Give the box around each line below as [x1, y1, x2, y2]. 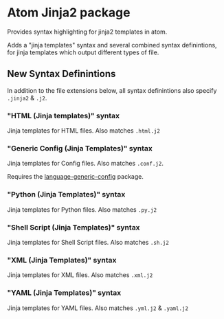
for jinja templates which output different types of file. [7, 48, 159, 56]
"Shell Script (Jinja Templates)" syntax [7, 222, 140, 232]
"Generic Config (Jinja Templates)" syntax [7, 143, 153, 153]
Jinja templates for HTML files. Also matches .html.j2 [7, 126, 160, 135]
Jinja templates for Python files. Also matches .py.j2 [7, 205, 157, 214]
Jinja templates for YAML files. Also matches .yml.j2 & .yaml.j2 [7, 304, 189, 312]
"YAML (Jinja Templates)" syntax [7, 288, 122, 298]
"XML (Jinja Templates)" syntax [7, 255, 117, 265]
